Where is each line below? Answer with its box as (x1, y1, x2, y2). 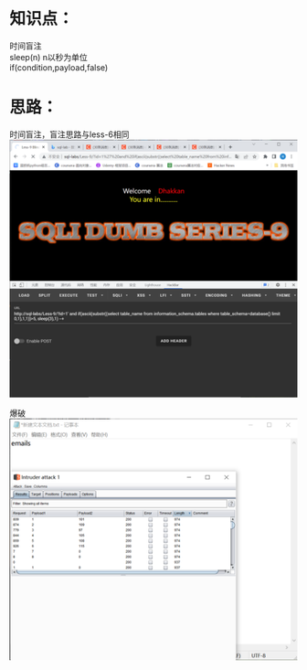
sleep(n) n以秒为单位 (9, 51, 89, 62)
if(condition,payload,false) (9, 61, 109, 73)
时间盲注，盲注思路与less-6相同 (9, 129, 130, 140)
